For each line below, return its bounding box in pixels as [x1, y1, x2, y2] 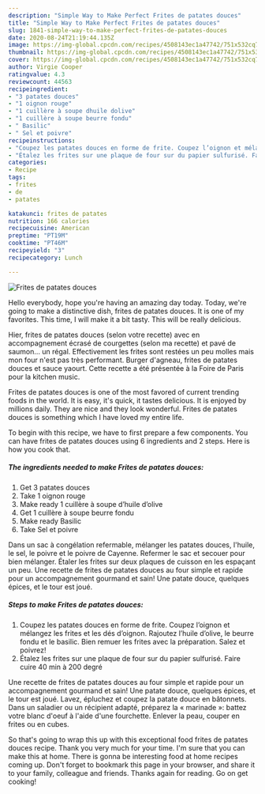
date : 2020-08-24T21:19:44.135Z [8, 33, 114, 42]
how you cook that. [8, 444, 71, 454]
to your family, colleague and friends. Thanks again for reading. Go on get [8, 768, 248, 777]
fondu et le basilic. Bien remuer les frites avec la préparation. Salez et [19, 637, 246, 646]
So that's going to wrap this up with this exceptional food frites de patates [8, 735, 248, 744]
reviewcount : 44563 [8, 78, 73, 85]
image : [8, 41, 30, 49]
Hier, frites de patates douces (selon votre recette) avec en [8, 330, 200, 339]
